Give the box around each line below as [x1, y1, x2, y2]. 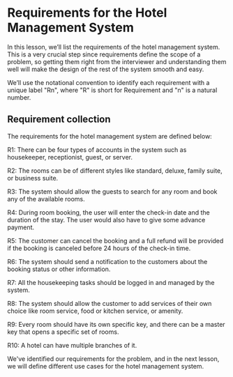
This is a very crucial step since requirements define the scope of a [7, 50, 201, 59]
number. [7, 93, 31, 102]
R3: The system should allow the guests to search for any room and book [7, 187, 218, 196]
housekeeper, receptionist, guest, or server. [7, 153, 133, 161]
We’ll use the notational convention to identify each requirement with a [7, 78, 210, 86]
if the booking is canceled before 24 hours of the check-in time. [7, 244, 191, 252]
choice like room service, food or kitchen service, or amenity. [7, 307, 183, 315]
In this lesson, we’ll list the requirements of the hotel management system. [7, 43, 220, 51]
